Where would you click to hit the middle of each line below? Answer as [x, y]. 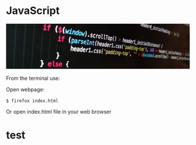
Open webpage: [25, 89]
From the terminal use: [33, 78]
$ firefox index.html [32, 101]
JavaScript [33, 11]
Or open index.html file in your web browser [59, 111]
